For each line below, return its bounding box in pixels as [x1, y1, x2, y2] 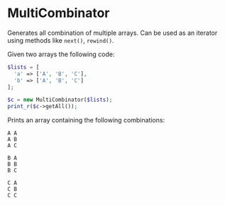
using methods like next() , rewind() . [7, 36, 114, 44]
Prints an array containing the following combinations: [7, 116, 165, 125]
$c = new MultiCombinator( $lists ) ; [7, 96, 113, 104]
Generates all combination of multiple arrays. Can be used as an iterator [7, 28, 218, 37]
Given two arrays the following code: [7, 50, 115, 58]
